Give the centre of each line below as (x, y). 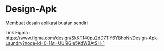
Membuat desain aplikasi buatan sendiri (47, 23)
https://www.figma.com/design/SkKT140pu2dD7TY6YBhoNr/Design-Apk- (82, 38)
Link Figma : (18, 32)
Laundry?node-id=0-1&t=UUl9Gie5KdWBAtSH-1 (55, 43)
